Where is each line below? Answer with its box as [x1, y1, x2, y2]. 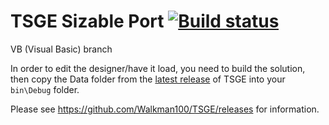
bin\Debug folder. [10, 83, 80, 95]
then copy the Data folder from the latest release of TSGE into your [10, 73, 286, 85]
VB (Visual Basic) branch [10, 43, 113, 55]
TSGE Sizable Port [10, 10, 165, 33]
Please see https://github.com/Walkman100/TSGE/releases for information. [10, 103, 320, 115]
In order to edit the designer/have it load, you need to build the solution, [10, 62, 306, 74]
